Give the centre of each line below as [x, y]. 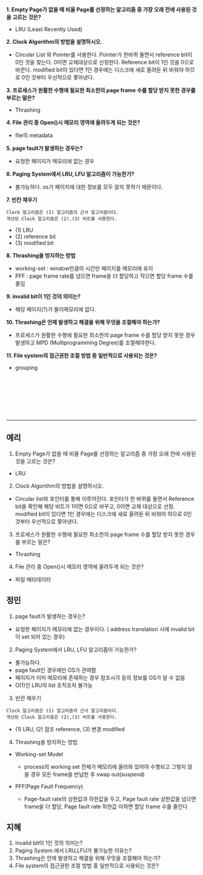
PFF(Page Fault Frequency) [49, 786]
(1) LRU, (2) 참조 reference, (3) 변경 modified [70, 729]
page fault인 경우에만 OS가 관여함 [56, 670]
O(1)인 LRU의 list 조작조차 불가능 [54, 685]
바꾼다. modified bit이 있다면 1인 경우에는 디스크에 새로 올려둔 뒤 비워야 [99, 70]
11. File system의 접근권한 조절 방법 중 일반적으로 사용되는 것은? [82, 355]
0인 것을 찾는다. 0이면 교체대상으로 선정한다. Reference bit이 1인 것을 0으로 [105, 62]
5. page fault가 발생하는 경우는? [45, 148]
